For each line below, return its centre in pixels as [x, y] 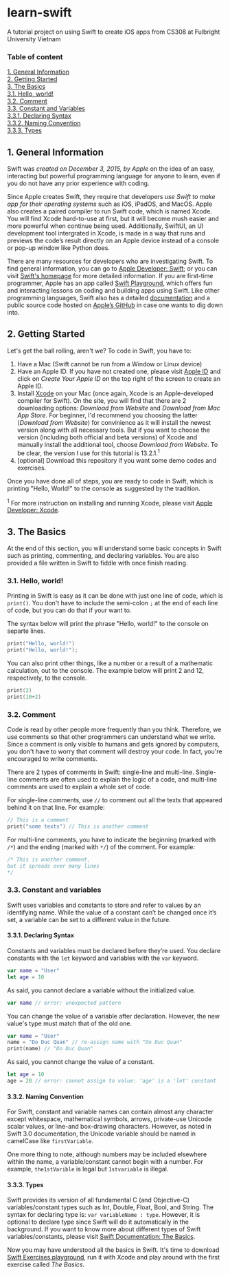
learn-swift [39, 13]
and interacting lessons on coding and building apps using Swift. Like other [113, 291]
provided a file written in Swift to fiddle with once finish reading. [97, 563]
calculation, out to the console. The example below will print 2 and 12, [106, 671]
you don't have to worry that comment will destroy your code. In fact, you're [115, 751]
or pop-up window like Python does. [58, 248]
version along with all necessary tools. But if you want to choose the [114, 430]
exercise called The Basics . [46, 1264]
